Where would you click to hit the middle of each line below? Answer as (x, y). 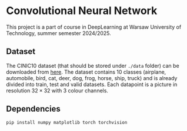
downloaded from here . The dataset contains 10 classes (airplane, (86, 72)
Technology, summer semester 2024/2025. (59, 33)
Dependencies (33, 109)
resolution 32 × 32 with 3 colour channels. (57, 90)
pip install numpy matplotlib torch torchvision (67, 122)
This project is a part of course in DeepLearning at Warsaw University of (94, 27)
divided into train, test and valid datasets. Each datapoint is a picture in (92, 84)
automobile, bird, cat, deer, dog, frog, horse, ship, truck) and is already (92, 78)
